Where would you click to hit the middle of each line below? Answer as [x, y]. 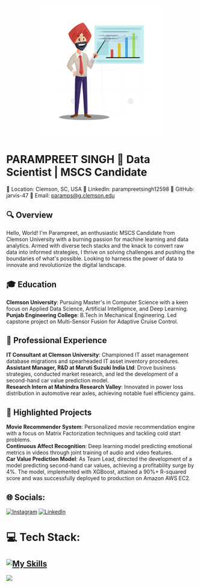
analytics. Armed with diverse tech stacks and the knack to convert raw [95, 245]
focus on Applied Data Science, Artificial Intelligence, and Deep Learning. [97, 309]
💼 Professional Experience [57, 340]
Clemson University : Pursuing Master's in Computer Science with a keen [97, 302]
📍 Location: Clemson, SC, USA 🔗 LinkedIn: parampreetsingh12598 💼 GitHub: [100, 189]
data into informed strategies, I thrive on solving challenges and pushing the [100, 252]
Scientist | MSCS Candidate [77, 172]
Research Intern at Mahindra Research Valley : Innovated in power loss [95, 387]
